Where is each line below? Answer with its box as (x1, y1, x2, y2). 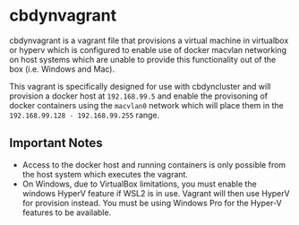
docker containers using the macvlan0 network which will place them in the (9, 100, 284, 110)
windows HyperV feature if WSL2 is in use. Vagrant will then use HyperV (21, 187, 290, 198)
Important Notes (9, 135, 103, 151)
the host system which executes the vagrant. (21, 169, 188, 179)
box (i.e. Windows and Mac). (9, 64, 115, 74)
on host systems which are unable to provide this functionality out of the (9, 54, 277, 65)
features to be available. (21, 207, 112, 218)
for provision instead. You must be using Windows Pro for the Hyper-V (21, 197, 282, 208)
